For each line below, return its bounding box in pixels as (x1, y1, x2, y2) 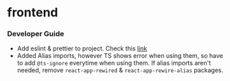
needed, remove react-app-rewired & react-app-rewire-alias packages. (16, 66, 224, 74)
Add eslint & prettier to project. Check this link (16, 44, 148, 52)
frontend (7, 5, 58, 20)
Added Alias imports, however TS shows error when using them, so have (16, 52, 223, 60)
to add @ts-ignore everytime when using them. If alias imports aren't (16, 59, 211, 67)
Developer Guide (7, 29, 65, 39)
